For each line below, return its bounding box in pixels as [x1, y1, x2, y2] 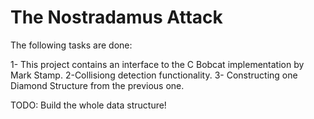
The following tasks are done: [10, 39, 133, 51]
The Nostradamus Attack [10, 6, 223, 29]
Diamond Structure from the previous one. [10, 79, 185, 91]
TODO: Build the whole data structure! [10, 99, 167, 111]
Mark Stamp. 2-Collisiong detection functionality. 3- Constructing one [10, 69, 298, 81]
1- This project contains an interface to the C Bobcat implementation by [10, 58, 305, 70]
